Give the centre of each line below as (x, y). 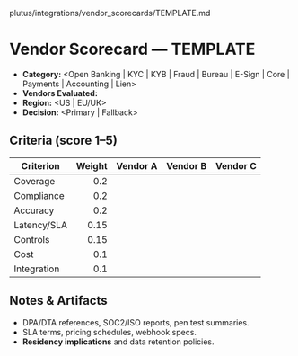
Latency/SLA (40, 225)
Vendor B (186, 165)
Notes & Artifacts (58, 301)
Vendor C (236, 165)
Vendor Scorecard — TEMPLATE (132, 49)
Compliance (39, 195)
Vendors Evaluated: (60, 93)
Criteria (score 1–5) (64, 141)
